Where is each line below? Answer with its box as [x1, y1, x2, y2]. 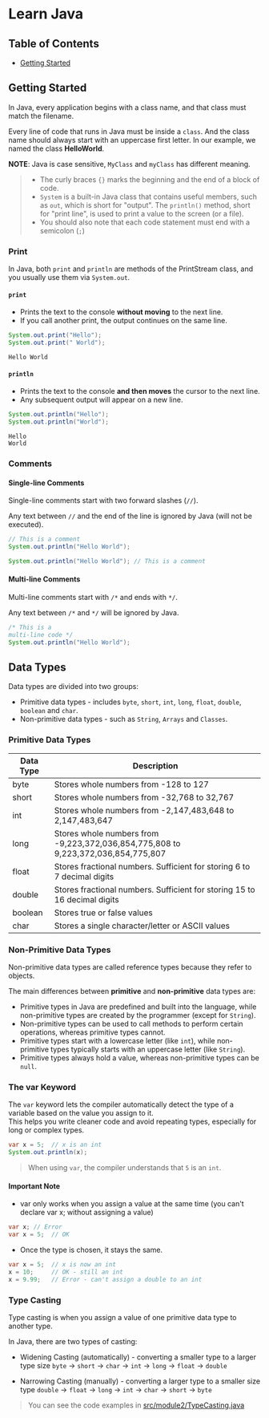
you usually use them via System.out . [8, 273, 130, 282]
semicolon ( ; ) [39, 225, 86, 235]
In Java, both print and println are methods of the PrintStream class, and [8, 264, 254, 273]
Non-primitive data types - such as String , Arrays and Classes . [19, 715, 228, 724]
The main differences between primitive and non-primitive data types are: [8, 987, 256, 995]
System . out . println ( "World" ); [8, 418, 110, 426]
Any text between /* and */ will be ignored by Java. [8, 607, 179, 618]
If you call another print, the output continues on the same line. [19, 316, 228, 326]
